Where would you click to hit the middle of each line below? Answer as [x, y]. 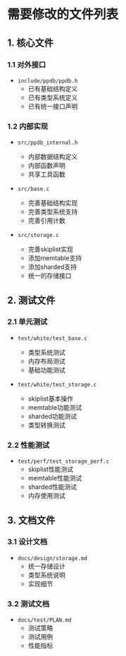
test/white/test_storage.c [57, 384]
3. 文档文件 [31, 520]
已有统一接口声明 [53, 106]
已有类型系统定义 [53, 97]
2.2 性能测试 [29, 445]
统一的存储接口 [50, 276]
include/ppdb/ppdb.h [48, 81]
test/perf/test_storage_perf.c [63, 462]
